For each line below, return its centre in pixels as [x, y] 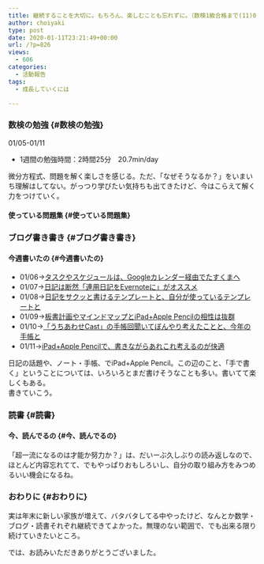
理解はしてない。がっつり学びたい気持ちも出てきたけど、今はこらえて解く [135, 186]
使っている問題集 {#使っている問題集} [70, 215]
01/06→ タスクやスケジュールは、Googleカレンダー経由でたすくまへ [130, 277]
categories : [28, 67]
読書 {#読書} [32, 415]
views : [19, 52]
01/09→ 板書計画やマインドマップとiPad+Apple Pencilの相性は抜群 [127, 316]
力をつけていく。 [36, 195]
